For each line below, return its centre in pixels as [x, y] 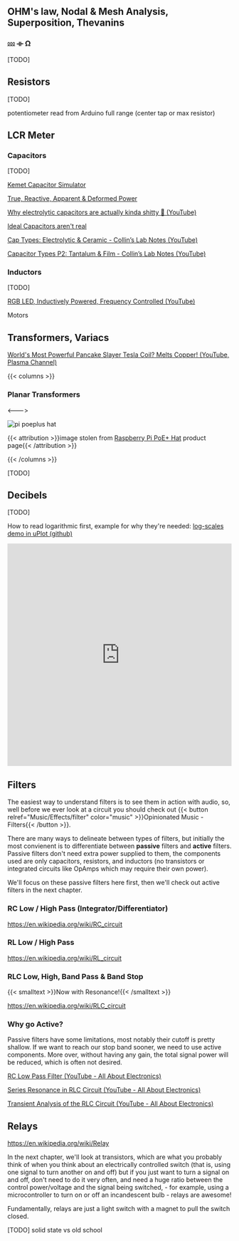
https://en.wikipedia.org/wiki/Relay [58, 1143]
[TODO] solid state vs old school [55, 1230]
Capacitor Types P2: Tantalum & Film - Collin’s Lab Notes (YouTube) [107, 254]
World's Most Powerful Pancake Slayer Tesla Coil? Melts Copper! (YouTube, [118, 355]
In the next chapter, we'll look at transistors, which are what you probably [115, 1157]
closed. [18, 1216]
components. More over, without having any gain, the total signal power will [118, 1055]
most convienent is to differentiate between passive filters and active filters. [119, 846]
